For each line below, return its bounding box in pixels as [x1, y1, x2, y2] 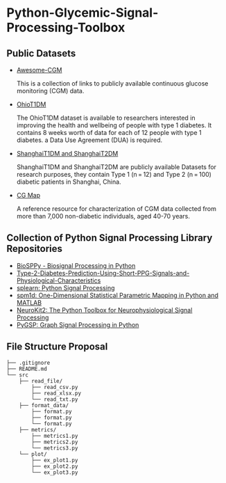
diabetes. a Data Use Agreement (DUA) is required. [16, 136, 163, 144]
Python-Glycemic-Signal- [6, 5, 159, 21]
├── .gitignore [6, 359, 51, 366]
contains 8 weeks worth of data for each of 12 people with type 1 [16, 129, 202, 136]
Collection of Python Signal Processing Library [6, 232, 213, 244]
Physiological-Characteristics [16, 276, 101, 285]
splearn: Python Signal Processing [16, 283, 115, 292]
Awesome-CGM [16, 66, 62, 74]
